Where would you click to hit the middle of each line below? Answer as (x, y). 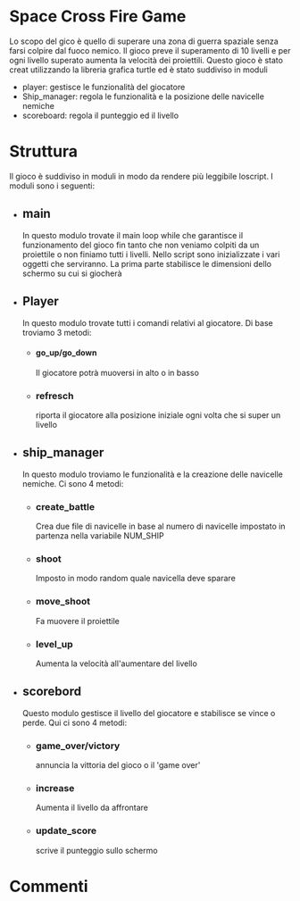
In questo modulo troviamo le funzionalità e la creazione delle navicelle (153, 474)
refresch (54, 396)
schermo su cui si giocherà (72, 273)
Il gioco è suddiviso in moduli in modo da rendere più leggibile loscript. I (142, 176)
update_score (66, 830)
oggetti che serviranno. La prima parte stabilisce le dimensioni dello (147, 263)
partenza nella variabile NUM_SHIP (100, 536)
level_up (54, 644)
